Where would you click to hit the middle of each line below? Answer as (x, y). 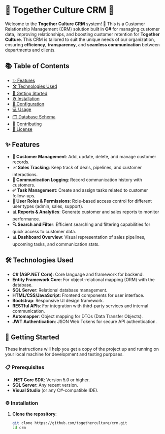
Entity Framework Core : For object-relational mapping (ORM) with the (83, 280)
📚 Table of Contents (37, 66)
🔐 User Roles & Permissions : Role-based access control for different (82, 201)
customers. (24, 185)
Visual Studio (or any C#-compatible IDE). (55, 390)
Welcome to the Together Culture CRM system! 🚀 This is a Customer (75, 24)
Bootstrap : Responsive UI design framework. (58, 301)
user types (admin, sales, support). (48, 206)
